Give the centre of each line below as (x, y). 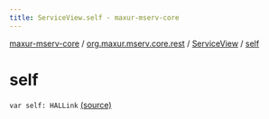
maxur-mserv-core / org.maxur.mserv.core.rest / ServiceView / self (134, 43)
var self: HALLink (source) (60, 105)
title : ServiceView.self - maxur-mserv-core (94, 18)
